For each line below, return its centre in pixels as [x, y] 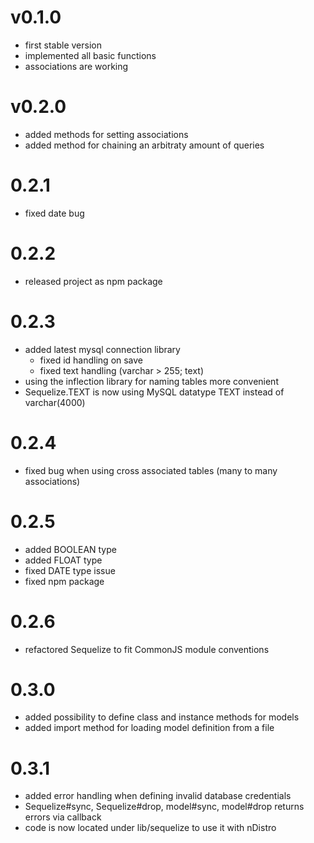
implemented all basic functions [90, 55]
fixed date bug [54, 213]
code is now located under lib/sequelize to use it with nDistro [150, 828]
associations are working [76, 66]
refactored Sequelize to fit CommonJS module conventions [147, 649]
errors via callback [63, 817]
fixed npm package [64, 581]
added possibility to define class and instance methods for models [162, 717]
